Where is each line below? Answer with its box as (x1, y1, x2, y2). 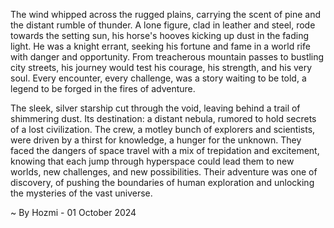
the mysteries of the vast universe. (10, 187, 153, 199)
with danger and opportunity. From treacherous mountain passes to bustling (10, 51, 325, 63)
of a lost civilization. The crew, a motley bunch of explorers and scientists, (10, 124, 316, 135)
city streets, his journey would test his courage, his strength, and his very (10, 62, 313, 73)
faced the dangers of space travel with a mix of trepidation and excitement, (10, 145, 320, 156)
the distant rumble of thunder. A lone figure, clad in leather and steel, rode (10, 19, 316, 31)
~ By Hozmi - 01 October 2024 (10, 207, 137, 218)
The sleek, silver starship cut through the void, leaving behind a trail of (10, 102, 301, 114)
